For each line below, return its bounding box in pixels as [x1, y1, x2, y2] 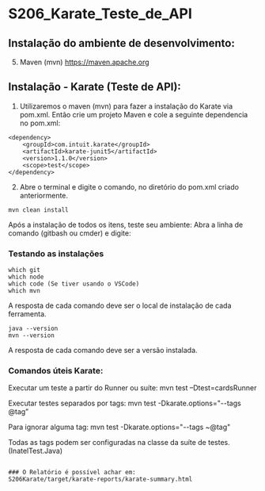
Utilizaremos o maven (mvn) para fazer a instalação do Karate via [19, 101, 233, 111]
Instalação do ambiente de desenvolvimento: [8, 36, 235, 50]
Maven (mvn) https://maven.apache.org [19, 57, 150, 67]
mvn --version [8, 332, 55, 339]
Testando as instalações [8, 247, 104, 259]
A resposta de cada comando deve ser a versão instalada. [8, 346, 198, 355]
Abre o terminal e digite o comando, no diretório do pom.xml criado [19, 182, 240, 191]
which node [8, 273, 44, 282]
